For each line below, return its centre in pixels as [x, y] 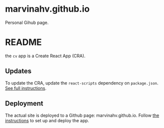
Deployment [24, 104]
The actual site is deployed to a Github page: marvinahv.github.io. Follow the [82, 115]
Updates [18, 71]
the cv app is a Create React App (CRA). [45, 56]
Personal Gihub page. [27, 22]
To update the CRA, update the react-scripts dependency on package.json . [82, 83]
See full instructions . [26, 88]
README [23, 42]
